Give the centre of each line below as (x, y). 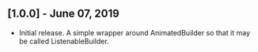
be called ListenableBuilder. (64, 41)
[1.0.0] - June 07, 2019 (63, 14)
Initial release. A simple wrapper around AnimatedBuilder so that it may (135, 32)
